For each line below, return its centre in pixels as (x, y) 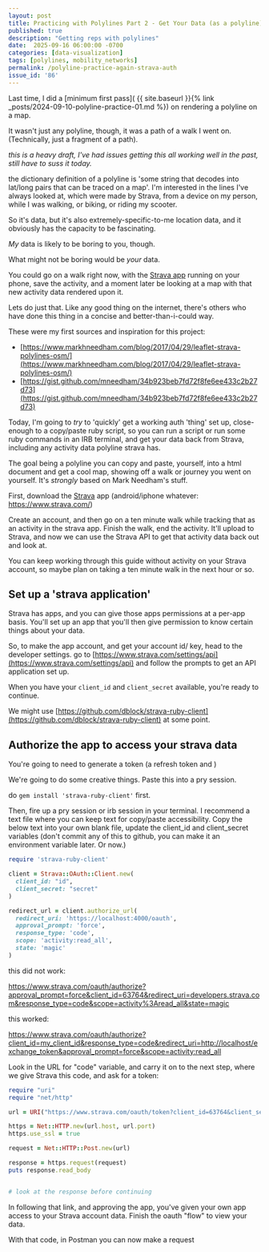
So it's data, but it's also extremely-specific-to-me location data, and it (125, 219)
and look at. (28, 545)
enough (21, 430)
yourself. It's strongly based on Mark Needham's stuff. (98, 480)
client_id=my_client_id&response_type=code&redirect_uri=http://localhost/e (133, 1043)
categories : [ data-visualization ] (66, 53)
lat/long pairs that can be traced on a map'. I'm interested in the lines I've (128, 187)
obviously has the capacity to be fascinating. (82, 228)
